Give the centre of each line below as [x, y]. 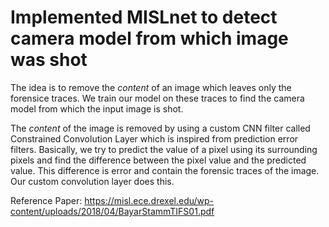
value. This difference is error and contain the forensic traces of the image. [165, 170]
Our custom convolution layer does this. [92, 181]
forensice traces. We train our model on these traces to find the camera [157, 98]
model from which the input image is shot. [97, 108]
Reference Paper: [46, 200]
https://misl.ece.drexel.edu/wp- [149, 200]
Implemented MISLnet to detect [144, 17]
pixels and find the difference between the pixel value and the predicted [158, 160]
